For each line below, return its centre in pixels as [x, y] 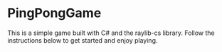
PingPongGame [54, 13]
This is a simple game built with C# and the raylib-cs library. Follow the [111, 33]
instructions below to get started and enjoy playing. [83, 40]
